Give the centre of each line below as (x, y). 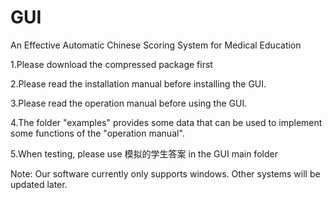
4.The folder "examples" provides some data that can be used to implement (166, 122)
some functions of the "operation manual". (97, 133)
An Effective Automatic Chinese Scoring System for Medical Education (156, 45)
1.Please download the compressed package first (111, 64)
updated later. (39, 184)
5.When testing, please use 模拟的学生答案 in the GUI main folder (144, 153)
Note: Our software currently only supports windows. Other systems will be (165, 173)
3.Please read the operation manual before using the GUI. (129, 103)
